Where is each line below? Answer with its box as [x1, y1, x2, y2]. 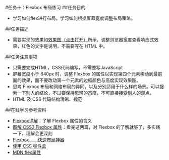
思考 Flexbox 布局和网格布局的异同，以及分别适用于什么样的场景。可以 [12, 84, 160, 90]
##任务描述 [5, 26, 29, 32]
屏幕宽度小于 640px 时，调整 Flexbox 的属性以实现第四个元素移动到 [12, 71, 154, 77]
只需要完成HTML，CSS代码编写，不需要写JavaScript [12, 65, 123, 70]
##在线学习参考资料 [5, 107, 46, 113]
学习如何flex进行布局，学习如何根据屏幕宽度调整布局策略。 [12, 15, 135, 21]
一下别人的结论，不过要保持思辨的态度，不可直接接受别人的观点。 [17, 90, 154, 96]
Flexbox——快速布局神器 [12, 137, 65, 143]
